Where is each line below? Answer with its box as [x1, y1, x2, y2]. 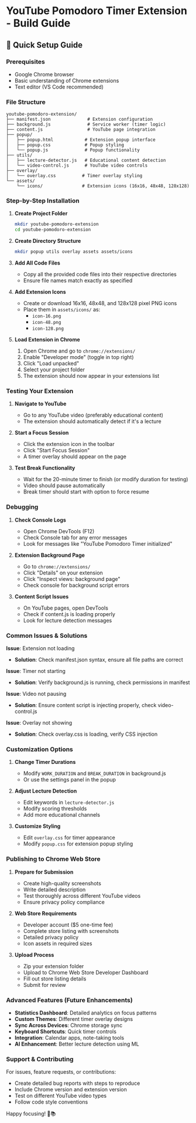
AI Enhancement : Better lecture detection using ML [14, 1040, 139, 1047]
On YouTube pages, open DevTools [23, 604, 108, 611]
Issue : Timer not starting [6, 667, 66, 674]
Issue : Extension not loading [6, 644, 75, 652]
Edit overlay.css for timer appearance [23, 834, 115, 841]
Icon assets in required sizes [23, 940, 92, 947]
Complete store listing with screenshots [23, 927, 119, 934]
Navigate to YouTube [14, 400, 67, 407]
